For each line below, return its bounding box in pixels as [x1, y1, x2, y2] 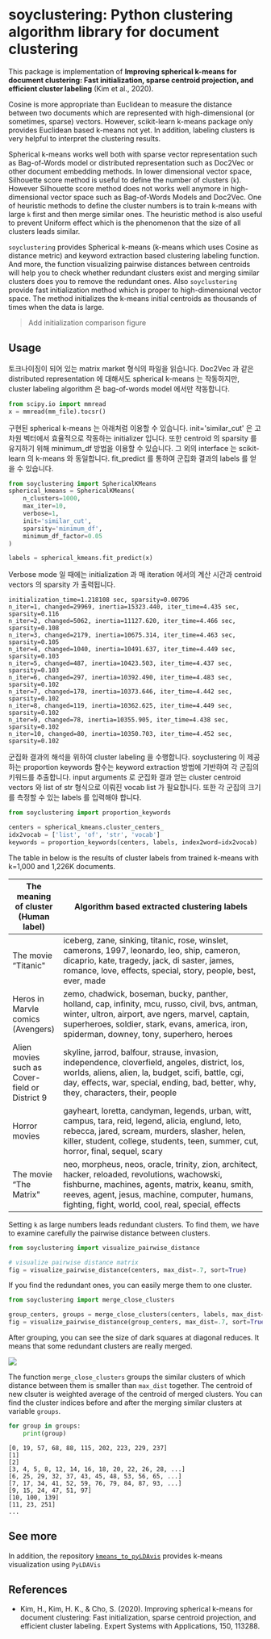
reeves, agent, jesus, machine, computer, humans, [63, 1189, 254, 1200]
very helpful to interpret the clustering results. [8, 133, 161, 143]
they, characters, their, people [63, 1087, 177, 1098]
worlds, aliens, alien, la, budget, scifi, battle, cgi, [63, 1067, 244, 1078]
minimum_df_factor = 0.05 [23, 532, 103, 540]
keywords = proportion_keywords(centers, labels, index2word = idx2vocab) [8, 838, 258, 847]
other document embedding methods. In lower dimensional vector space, [8, 166, 252, 176]
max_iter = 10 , [23, 502, 67, 510]
